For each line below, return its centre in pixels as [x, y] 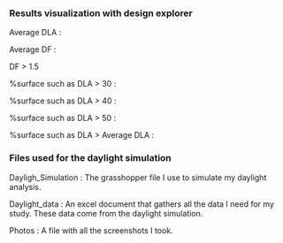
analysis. [25, 186]
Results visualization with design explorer [101, 13]
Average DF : [33, 49]
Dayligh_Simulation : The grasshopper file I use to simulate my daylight [138, 177]
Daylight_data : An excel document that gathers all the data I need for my [141, 204]
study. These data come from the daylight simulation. [106, 213]
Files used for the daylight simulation [91, 158]
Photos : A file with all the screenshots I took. [92, 230]
